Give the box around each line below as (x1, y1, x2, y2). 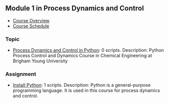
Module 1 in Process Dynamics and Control (5, 4, 144, 13)
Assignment (5, 71, 37, 78)
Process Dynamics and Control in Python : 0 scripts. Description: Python (12, 47, 164, 53)
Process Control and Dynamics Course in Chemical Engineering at (12, 53, 152, 59)
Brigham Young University (12, 58, 68, 64)
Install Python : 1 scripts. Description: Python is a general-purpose (12, 82, 151, 88)
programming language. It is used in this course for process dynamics (12, 87, 160, 93)
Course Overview (12, 17, 50, 23)
